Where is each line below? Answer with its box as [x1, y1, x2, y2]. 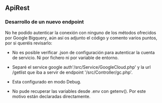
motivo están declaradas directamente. [12, 93, 91, 99]
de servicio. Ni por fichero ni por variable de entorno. [12, 55, 119, 61]
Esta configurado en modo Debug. [12, 79, 81, 84]
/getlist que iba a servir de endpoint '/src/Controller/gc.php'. [12, 69, 133, 75]
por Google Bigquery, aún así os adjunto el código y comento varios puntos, [5, 35, 158, 41]
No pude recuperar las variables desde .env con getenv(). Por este [12, 88, 146, 94]
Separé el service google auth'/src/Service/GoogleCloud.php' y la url [12, 64, 151, 70]
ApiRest [5, 4, 30, 12]
